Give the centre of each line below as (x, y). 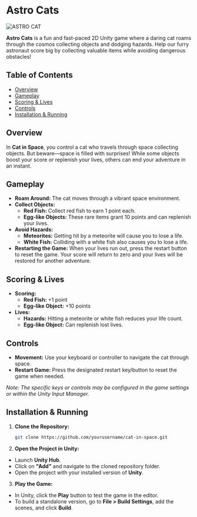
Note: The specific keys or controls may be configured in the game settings (98, 388)
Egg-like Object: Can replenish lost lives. (73, 325)
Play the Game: (34, 483)
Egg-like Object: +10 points (57, 306)
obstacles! (19, 56)
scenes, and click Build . (44, 508)
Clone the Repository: (42, 426)
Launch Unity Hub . (38, 460)
